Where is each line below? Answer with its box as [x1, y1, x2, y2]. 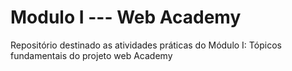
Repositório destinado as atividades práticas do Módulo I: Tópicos [10, 39, 282, 51]
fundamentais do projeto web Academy [10, 49, 173, 61]
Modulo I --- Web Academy [10, 6, 242, 29]
